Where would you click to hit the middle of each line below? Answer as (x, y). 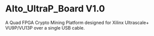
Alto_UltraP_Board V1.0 (55, 9)
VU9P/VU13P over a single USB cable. (45, 27)
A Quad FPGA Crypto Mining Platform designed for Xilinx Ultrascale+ (77, 22)
